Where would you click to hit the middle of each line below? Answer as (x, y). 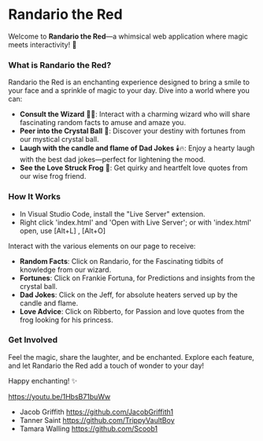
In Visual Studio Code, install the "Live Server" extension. (113, 213)
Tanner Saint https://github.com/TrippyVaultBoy (97, 420)
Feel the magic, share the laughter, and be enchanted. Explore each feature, (131, 357)
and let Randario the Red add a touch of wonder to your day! (106, 365)
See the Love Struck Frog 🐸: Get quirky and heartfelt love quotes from (133, 168)
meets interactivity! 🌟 (43, 44)
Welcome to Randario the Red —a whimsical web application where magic (128, 36)
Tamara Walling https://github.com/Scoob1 (89, 428)
